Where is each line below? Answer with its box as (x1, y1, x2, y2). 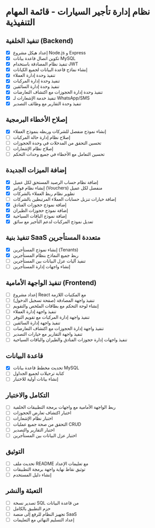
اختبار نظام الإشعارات (12, 416, 53, 422)
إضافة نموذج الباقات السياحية (12, 213, 67, 219)
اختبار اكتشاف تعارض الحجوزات (12, 410, 71, 416)
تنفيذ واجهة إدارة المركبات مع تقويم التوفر (12, 314, 90, 320)
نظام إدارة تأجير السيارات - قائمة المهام (5, 6, 150, 17)
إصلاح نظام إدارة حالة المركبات (12, 134, 70, 140)
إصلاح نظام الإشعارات (12, 145, 53, 151)
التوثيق (5, 447, 24, 456)
